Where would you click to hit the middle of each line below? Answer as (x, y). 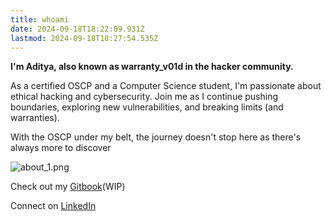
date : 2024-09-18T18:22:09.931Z (77, 29)
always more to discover (61, 148)
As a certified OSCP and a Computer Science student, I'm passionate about (166, 86)
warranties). (35, 118)
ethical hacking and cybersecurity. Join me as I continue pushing (144, 97)
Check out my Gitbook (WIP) (68, 187)
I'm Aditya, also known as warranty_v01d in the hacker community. (152, 67)
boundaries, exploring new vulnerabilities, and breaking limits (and (147, 107)
